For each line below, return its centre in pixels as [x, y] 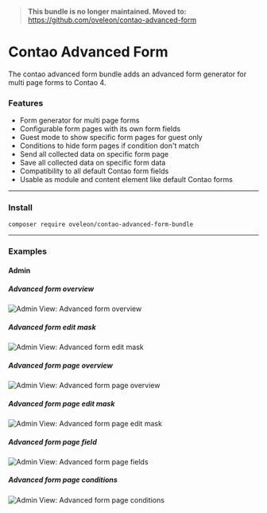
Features [26, 103]
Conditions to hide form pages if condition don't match [109, 146]
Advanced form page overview [61, 365]
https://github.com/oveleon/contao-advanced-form [112, 20]
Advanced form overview [51, 289]
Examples [28, 251]
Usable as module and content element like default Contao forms [126, 180]
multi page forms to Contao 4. [57, 82]
